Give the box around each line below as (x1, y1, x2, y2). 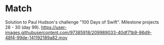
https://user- (41, 24, 67, 30)
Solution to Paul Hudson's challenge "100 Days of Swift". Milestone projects (5, 19, 159, 25)
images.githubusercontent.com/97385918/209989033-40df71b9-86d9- (5, 29, 152, 35)
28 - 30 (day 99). (5, 24, 41, 30)
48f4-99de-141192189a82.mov (5, 35, 68, 41)
